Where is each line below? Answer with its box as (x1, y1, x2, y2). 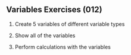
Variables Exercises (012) (6, 5, 102, 15)
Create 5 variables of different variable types (14, 20, 125, 27)
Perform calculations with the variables (14, 43, 111, 50)
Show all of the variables (14, 32, 76, 39)
